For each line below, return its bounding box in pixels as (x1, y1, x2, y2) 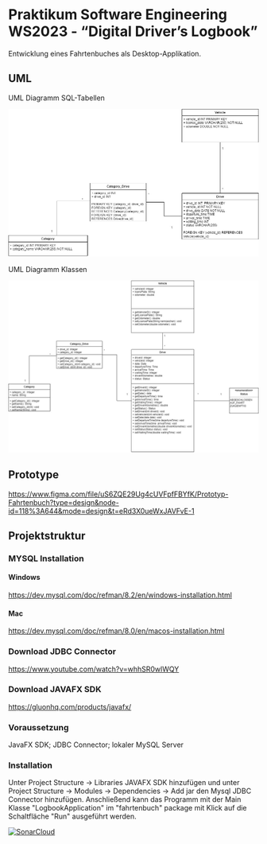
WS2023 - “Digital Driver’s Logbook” (8, 22, 258, 41)
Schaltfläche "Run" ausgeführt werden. (8, 811, 137, 821)
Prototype (8, 468, 60, 482)
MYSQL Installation (8, 553, 85, 564)
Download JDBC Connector (8, 646, 117, 657)
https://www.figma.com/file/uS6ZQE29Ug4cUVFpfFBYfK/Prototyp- (8, 489, 229, 499)
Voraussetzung (8, 721, 69, 733)
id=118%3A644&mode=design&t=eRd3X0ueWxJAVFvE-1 (8, 506, 195, 515)
